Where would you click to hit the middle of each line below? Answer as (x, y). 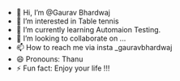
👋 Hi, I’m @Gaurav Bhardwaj (63, 13)
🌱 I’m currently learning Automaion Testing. (88, 30)
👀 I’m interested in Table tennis (67, 21)
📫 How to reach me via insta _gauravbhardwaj (94, 47)
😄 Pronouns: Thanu (49, 59)
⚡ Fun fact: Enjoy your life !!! (63, 68)
